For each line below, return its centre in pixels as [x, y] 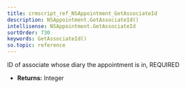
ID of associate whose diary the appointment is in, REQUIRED [93, 65]
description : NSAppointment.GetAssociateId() [73, 20]
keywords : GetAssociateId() [47, 39]
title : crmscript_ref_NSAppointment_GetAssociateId [82, 13]
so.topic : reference [37, 45]
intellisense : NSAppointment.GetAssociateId [71, 26]
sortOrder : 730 [29, 33]
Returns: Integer [40, 78]
